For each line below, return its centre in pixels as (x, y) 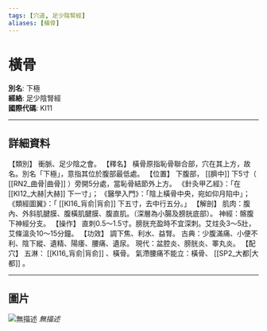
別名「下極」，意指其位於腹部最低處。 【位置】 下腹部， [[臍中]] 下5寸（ (139, 174)
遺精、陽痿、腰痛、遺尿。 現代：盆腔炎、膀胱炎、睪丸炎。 (145, 243)
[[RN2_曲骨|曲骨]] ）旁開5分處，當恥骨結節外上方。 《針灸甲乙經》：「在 (124, 184)
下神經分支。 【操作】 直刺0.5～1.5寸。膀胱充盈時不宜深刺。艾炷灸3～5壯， (132, 224)
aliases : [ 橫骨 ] (34, 23)
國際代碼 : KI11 (31, 108)
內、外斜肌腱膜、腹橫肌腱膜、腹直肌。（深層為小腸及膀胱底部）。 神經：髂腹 (131, 214)
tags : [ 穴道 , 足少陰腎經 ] (47, 16)
